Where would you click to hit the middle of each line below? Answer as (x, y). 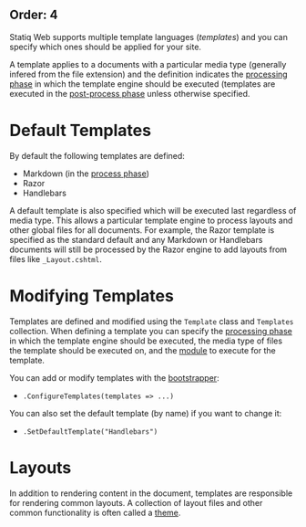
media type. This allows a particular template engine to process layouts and (151, 220)
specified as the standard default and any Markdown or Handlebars (136, 239)
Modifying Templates (92, 295)
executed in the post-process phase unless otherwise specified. (130, 93)
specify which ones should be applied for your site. (106, 47)
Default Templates (81, 131)
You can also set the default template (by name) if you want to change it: (146, 413)
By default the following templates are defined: (97, 155)
